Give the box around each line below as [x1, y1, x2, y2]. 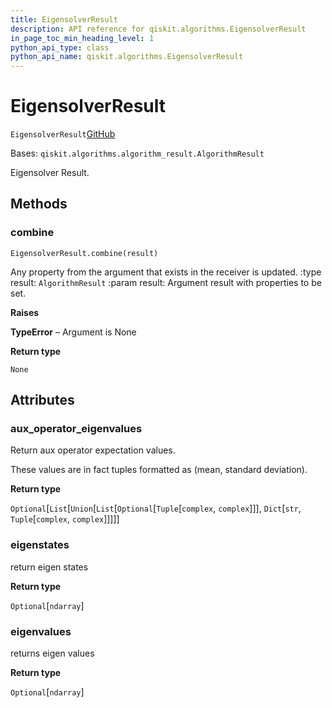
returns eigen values [10, 647, 95, 660]
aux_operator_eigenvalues [10, 422, 143, 436]
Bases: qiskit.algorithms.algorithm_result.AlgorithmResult [10, 147, 265, 160]
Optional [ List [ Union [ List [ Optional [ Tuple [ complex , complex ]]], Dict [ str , [10, 502, 302, 515]
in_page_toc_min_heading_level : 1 [10, 33, 155, 43]
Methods [10, 196, 68, 213]
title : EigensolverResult [10, 14, 118, 25]
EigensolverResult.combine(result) [10, 248, 159, 258]
